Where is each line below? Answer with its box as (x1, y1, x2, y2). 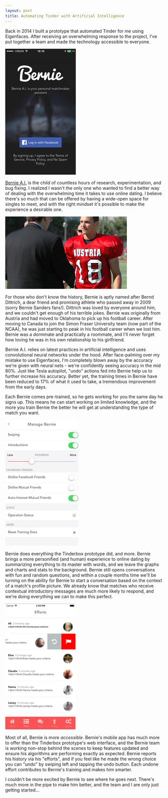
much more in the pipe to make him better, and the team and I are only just (5, 781, 159, 787)
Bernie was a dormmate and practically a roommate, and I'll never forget (5, 331, 154, 337)
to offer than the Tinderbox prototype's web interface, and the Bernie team (5, 740, 160, 746)
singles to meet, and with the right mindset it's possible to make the (5, 201, 145, 207)
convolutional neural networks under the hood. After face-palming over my (5, 351, 160, 357)
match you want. (5, 409, 40, 415)
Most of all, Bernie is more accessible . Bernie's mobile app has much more (5, 734, 160, 740)
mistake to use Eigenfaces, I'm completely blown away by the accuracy (5, 357, 153, 363)
